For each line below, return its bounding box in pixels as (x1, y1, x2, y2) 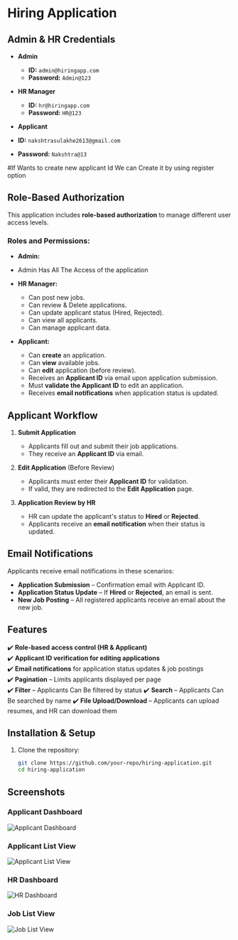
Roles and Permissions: (7, 236, 90, 246)
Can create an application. (28, 351, 107, 360)
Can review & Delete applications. (28, 301, 127, 310)
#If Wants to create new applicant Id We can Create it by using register (7, 163, 215, 172)
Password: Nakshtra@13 (17, 150, 87, 158)
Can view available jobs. (28, 359, 100, 367)
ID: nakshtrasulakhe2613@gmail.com (17, 136, 121, 144)
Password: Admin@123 (28, 73, 91, 82)
